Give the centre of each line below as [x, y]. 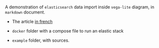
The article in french [32, 22]
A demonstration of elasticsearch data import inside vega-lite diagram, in [79, 7]
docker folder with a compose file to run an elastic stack [68, 31]
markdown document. [25, 12]
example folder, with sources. [40, 40]
